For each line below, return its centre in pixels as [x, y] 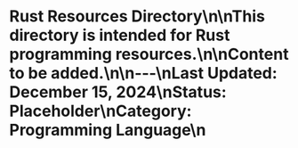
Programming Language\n [108, 130]
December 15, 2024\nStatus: [118, 92]
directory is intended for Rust [120, 35]
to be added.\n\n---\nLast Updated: [143, 74]
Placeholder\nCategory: [101, 111]
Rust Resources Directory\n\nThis [137, 16]
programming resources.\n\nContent [149, 54]
